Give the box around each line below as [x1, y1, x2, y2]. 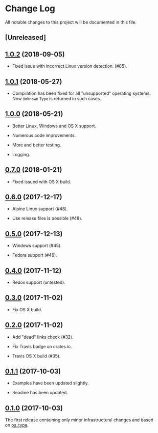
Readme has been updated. [12, 390, 68, 396]
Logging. [12, 151, 30, 157]
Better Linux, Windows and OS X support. [12, 123, 96, 129]
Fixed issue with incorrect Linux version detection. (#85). [12, 63, 127, 69]
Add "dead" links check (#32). [12, 334, 74, 340]
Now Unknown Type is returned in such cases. [12, 95, 102, 101]
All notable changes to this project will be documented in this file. [5, 19, 137, 25]
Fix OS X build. [12, 306, 43, 312]
